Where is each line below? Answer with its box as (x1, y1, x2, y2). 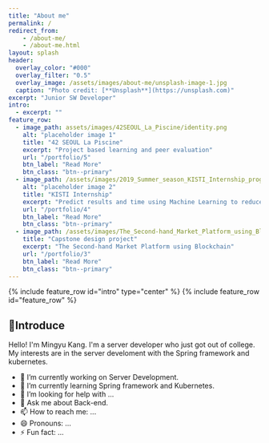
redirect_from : (8, 26, 59, 34)
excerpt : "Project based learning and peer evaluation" (22, 146, 214, 154)
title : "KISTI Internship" (22, 190, 113, 199)
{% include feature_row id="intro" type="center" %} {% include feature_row (8, 287, 260, 296)
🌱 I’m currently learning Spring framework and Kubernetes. (19, 381, 215, 391)
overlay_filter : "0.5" (15, 71, 91, 79)
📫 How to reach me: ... (19, 407, 97, 417)
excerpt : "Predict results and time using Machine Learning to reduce (22, 198, 263, 206)
